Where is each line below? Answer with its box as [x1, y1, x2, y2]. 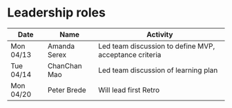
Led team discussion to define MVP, [97, 41, 215, 51]
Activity [146, 30, 173, 39]
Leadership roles [7, 5, 106, 21]
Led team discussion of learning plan [97, 65, 218, 75]
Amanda [47, 41, 75, 51]
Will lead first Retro [97, 85, 160, 94]
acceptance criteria [97, 50, 162, 59]
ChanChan [47, 61, 82, 70]
